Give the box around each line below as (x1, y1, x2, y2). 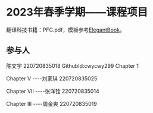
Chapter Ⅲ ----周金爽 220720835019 (6, 100, 97, 107)
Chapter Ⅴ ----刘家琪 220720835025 (6, 75, 98, 82)
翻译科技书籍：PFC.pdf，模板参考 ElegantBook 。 (6, 26, 125, 33)
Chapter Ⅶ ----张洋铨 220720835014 (6, 87, 99, 95)
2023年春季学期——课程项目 (6, 5, 148, 19)
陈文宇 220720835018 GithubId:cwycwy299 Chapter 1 (6, 62, 139, 69)
